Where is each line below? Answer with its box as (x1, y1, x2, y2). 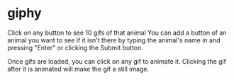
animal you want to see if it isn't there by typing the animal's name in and (7, 35, 221, 44)
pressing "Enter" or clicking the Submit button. (7, 43, 144, 52)
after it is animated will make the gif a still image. (7, 64, 150, 73)
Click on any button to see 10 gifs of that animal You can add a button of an (7, 28, 227, 37)
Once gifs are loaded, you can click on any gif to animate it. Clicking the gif (7, 57, 227, 65)
